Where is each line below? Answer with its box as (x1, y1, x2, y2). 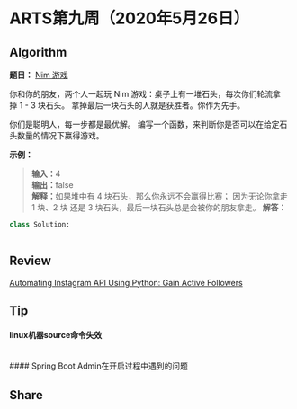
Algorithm (9, 44, 67, 59)
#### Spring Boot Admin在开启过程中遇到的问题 (9, 360, 189, 371)
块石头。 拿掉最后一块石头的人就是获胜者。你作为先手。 (37, 100, 246, 111)
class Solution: (9, 220, 70, 229)
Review (9, 253, 52, 269)
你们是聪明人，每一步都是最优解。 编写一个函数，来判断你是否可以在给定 (9, 119, 280, 129)
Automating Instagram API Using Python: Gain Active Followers (9, 277, 243, 288)
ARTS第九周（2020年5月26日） (9, 8, 250, 29)
